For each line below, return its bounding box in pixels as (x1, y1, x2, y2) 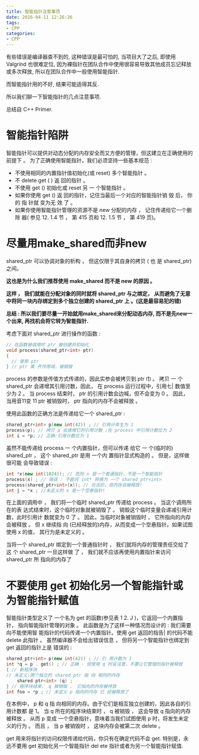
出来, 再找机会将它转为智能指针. (11, 317, 89, 325)
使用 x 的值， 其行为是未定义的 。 (6, 528, 88, 536)
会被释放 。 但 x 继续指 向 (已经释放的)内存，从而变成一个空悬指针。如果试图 (6, 521, 193, 528)
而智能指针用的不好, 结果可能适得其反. (6, 81, 99, 88)
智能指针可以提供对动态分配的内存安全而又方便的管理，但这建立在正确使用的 (6, 149, 193, 156)
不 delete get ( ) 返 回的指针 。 (14, 176, 89, 184)
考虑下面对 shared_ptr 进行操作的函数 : (6, 330, 101, 337)
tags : (6, 20, 20, 25)
